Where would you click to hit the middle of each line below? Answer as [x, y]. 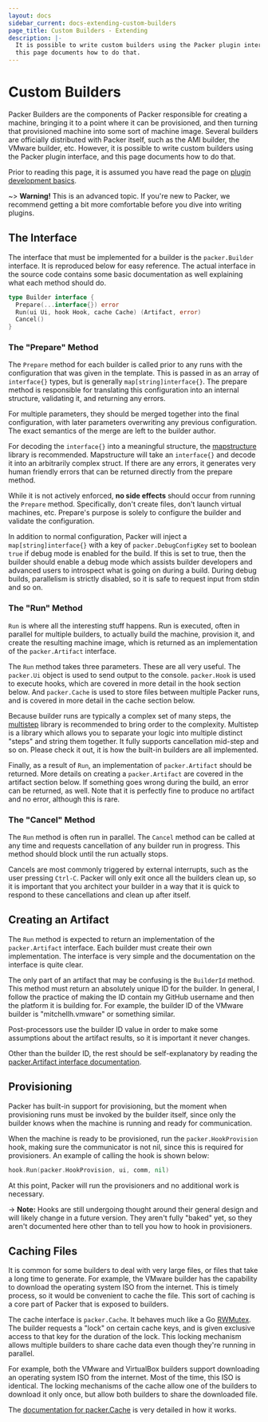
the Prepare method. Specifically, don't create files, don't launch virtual [125, 504]
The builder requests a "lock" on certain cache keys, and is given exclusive [132, 1328]
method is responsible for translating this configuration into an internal [124, 390]
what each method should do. [57, 282]
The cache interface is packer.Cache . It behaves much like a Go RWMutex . [130, 1320]
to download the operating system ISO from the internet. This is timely [124, 1287]
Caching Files [43, 1251]
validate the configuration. [51, 521]
